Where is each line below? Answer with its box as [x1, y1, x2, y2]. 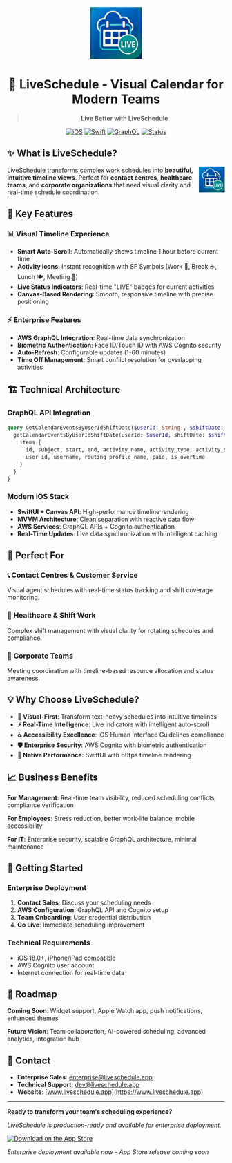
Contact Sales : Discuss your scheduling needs [17, 898, 151, 907]
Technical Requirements [7, 938, 91, 947]
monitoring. [7, 594, 40, 602]
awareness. [7, 674, 40, 682]
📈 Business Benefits [7, 772, 99, 784]
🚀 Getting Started [7, 862, 84, 874]
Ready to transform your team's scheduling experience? [7, 1108, 173, 1116]
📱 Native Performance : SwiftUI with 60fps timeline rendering [17, 750, 191, 759]
